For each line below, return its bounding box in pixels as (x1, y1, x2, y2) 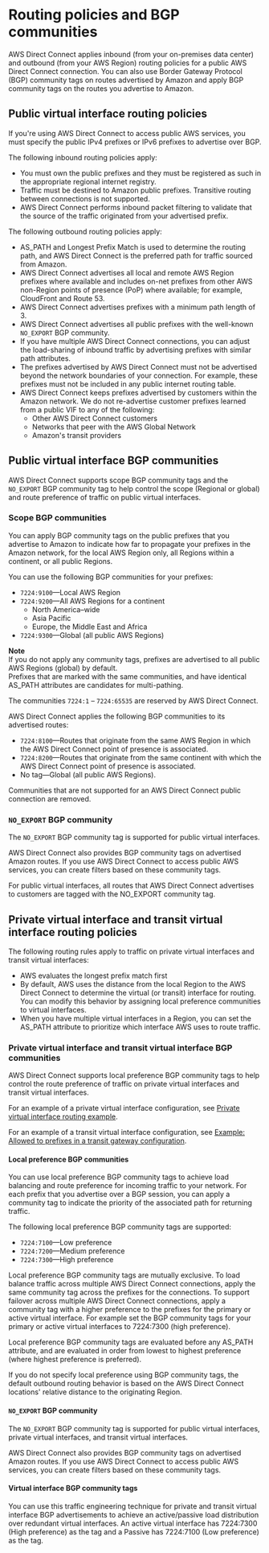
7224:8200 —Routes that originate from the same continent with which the (19, 752, 262, 762)
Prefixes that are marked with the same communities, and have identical (8, 671, 247, 681)
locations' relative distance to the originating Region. (8, 1387, 182, 1397)
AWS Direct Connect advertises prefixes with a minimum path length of (19, 302, 255, 312)
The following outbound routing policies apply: (8, 226, 162, 236)
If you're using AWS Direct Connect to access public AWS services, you (8, 128, 247, 138)
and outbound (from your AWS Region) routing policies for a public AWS (8, 58, 247, 68)
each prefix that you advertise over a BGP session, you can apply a (8, 1190, 230, 1199)
